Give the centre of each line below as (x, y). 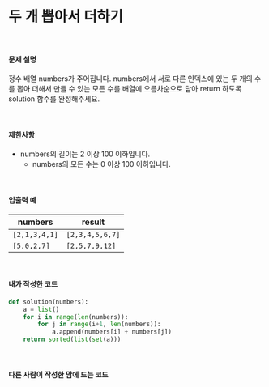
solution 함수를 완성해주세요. (54, 99)
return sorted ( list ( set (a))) (72, 340)
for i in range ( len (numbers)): (76, 317)
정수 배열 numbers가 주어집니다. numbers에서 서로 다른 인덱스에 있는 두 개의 (130, 79)
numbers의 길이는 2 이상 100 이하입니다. (85, 154)
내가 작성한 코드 (33, 284)
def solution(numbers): (49, 302)
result (93, 222)
